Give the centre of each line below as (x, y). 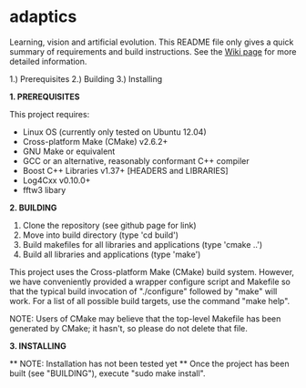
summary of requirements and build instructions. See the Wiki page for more (153, 51)
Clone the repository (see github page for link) (110, 225)
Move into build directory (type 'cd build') (101, 235)
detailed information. (48, 61)
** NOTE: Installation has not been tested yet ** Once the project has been (149, 363)
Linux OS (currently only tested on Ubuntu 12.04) (114, 132)
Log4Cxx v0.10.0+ (56, 180)
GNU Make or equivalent (69, 151)
